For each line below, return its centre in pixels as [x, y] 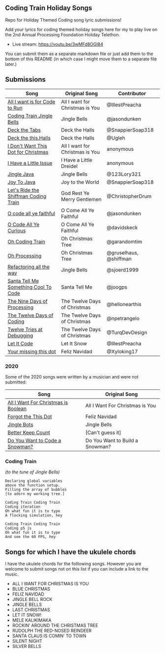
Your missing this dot [32, 352]
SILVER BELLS [27, 646]
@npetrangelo [123, 318]
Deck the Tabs [24, 130]
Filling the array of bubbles [36, 490]
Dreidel [69, 166]
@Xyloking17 [122, 352]
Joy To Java [22, 182]
